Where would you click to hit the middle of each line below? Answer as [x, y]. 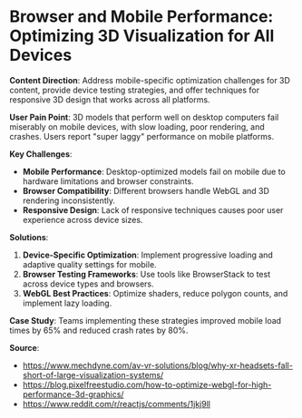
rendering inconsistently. [69, 200]
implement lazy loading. [67, 303]
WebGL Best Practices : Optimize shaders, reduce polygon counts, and [155, 293]
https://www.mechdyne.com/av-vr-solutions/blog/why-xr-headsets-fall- [157, 365]
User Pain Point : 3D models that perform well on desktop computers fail [144, 117]
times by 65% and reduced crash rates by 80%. [99, 330]
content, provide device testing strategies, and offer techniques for [135, 90]
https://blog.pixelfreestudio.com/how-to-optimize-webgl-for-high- [147, 384]
